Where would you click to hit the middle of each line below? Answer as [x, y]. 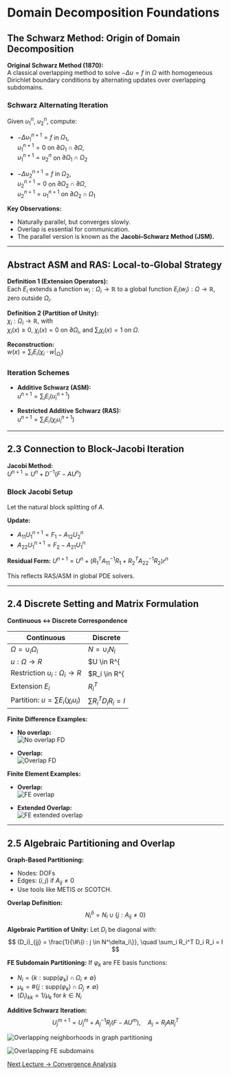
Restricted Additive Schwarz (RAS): [69, 411]
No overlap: [34, 733]
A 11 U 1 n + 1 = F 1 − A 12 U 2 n [50, 535]
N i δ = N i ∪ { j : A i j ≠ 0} [115, 915]
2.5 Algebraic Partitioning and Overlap [91, 843]
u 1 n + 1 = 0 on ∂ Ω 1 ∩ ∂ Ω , [51, 148]
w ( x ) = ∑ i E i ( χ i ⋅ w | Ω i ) [35, 353]
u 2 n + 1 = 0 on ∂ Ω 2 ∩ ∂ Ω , [52, 184]
